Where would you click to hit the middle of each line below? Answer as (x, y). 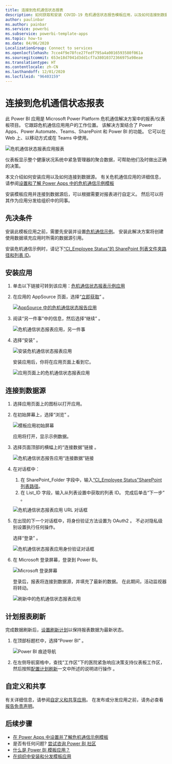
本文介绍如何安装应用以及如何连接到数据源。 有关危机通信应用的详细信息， (84, 176)
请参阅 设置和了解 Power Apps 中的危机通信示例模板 (60, 183)
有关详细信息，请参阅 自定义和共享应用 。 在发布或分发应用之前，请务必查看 (84, 700)
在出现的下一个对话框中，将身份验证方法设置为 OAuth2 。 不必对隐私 (85, 521)
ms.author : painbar (26, 24)
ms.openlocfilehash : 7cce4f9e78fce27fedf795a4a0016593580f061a (74, 53)
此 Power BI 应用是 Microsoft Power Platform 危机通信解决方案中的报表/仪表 (85, 119)
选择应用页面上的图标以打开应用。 (49, 404)
